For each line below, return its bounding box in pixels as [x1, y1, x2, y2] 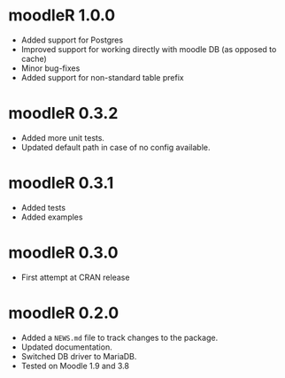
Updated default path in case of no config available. [20, 142, 211, 152]
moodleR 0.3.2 [8, 104, 119, 124]
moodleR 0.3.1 [8, 174, 114, 193]
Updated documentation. [20, 342, 112, 352]
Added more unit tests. [20, 132, 105, 143]
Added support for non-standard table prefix [20, 72, 184, 82]
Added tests [20, 202, 66, 212]
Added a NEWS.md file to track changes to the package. [20, 332, 219, 343]
